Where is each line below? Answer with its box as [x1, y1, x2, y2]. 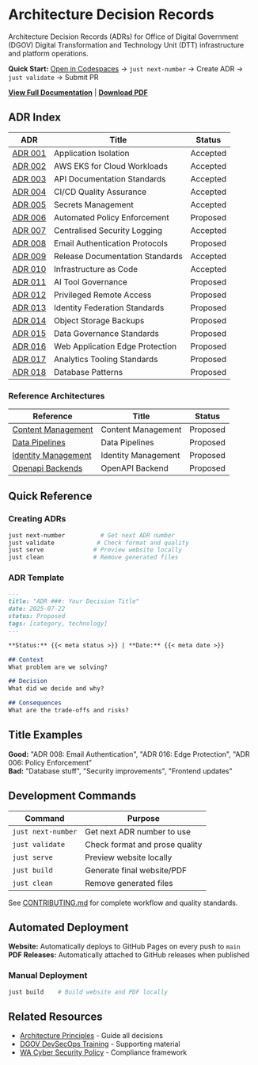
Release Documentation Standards [54, 250, 184, 261]
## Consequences [8, 699, 62, 707]
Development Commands [8, 789, 137, 803]
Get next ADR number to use [84, 826, 192, 837]
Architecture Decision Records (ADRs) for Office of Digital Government [8, 32, 239, 41]
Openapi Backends [12, 463, 83, 474]
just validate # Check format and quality [8, 539, 190, 547]
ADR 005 [12, 199, 47, 210]
